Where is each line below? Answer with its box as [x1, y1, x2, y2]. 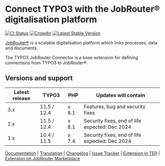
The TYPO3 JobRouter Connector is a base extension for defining [5, 54, 138, 60]
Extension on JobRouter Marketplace [5, 155, 80, 161]
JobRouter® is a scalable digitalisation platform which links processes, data [5, 39, 158, 45]
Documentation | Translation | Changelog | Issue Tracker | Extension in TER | [5, 150, 160, 156]
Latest [14, 89, 29, 96]
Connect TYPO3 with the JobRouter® [5, 3, 160, 15]
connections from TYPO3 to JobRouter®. [5, 60, 88, 66]
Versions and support [5, 74, 73, 82]
